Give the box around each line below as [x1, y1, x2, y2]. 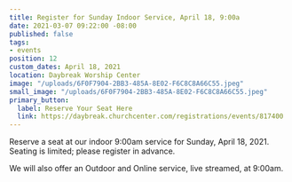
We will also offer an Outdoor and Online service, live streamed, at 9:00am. [9, 163, 284, 174]
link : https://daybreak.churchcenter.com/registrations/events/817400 [17, 112, 284, 121]
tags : [9, 37, 29, 47]
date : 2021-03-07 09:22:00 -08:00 [9, 21, 138, 30]
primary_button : [9, 95, 69, 105]
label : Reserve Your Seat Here [17, 104, 133, 113]
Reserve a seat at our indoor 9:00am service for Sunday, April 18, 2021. [9, 137, 270, 147]
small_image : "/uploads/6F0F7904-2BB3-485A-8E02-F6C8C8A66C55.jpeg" [9, 87, 268, 96]
